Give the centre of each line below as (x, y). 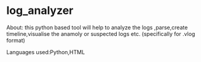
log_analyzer (40, 11)
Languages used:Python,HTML (45, 52)
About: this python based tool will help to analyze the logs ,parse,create (97, 27)
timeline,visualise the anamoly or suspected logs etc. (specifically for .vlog (101, 33)
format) (16, 40)
